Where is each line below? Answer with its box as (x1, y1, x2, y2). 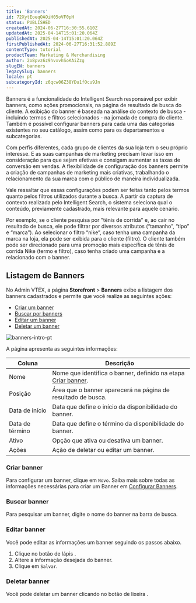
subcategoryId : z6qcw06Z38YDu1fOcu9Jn (6, 80, 100, 85)
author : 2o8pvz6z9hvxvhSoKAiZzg (6, 57, 85, 63)
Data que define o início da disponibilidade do (52, 402, 178, 410)
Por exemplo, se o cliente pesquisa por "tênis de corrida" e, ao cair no (6, 217, 175, 223)
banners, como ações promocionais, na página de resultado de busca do (6, 102, 182, 108)
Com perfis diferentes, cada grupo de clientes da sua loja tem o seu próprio (6, 144, 188, 151)
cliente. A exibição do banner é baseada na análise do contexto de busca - (6, 108, 186, 115)
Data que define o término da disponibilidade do (52, 419, 184, 427)
